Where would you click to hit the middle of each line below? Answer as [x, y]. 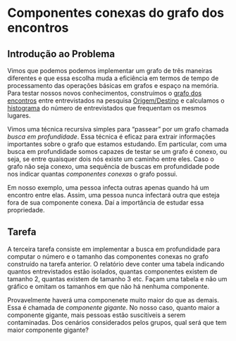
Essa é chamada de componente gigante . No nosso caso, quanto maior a [114, 307]
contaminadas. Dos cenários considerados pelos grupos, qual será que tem [117, 322]
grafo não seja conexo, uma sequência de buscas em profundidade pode [113, 166]
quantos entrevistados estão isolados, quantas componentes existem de [112, 271]
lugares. [19, 115]
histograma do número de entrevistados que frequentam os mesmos [107, 108]
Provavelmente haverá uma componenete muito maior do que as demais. [113, 300]
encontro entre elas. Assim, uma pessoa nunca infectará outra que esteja [113, 195]
